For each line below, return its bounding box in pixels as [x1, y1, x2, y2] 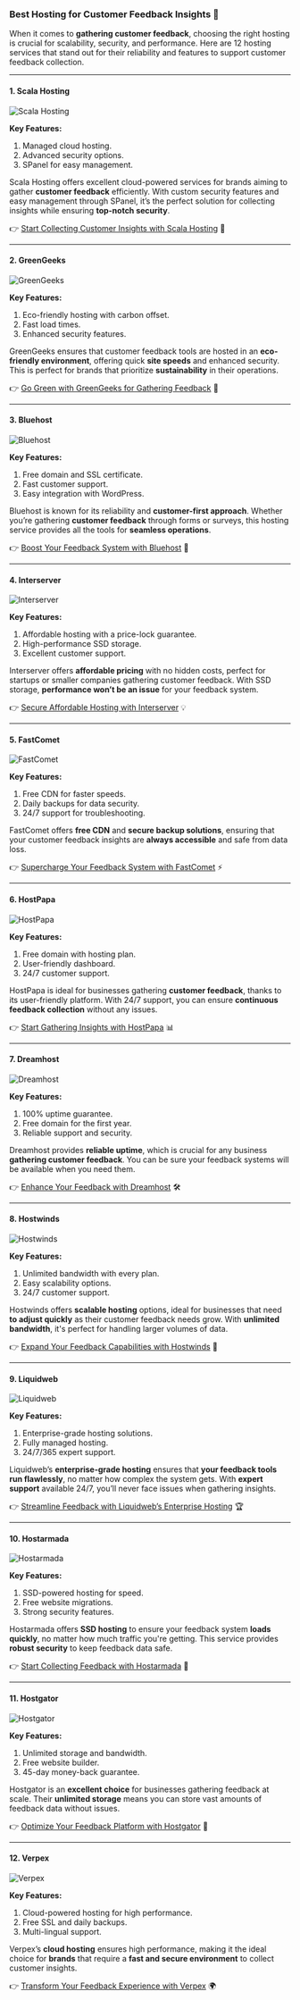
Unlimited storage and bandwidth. [21, 1747, 147, 1758]
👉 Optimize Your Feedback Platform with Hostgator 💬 [9, 1820, 208, 1831]
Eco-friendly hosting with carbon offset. [21, 309, 170, 320]
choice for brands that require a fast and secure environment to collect [9, 1953, 275, 1963]
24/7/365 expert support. [21, 1447, 116, 1458]
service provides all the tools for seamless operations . [9, 524, 212, 535]
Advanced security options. [21, 149, 125, 160]
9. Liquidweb [9, 1373, 58, 1384]
